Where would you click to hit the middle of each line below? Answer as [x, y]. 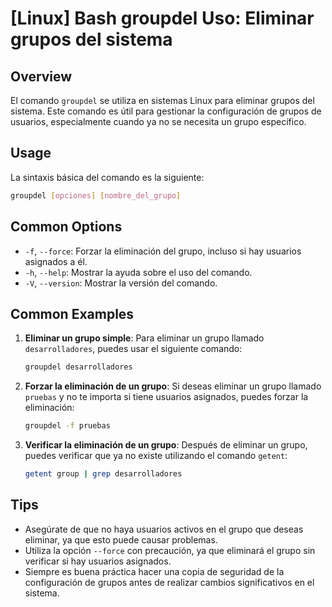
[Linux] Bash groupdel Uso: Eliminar [162, 18]
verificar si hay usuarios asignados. [98, 561]
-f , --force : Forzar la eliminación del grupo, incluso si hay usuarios [163, 251]
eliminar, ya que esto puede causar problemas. [121, 539]
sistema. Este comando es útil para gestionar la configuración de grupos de [166, 111]
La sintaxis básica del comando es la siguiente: [107, 177]
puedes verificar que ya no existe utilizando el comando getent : [156, 456]
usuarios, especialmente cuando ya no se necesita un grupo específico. [158, 121]
